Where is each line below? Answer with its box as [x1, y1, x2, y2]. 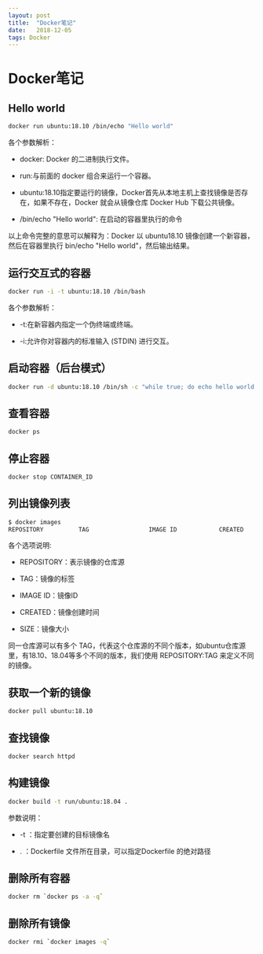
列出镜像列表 [8, 497, 71, 510]
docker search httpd [8, 752, 76, 760]
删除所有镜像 [8, 916, 71, 930]
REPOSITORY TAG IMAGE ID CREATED [8, 525, 244, 534]
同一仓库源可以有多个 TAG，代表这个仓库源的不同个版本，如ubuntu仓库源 [8, 641, 246, 650]
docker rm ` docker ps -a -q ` [8, 893, 104, 901]
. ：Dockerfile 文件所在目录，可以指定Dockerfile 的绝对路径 [19, 846, 211, 856]
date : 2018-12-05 [8, 26, 72, 34]
